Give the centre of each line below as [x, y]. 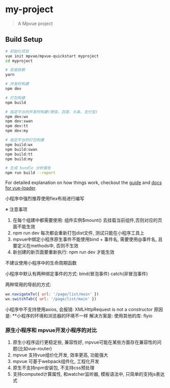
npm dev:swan [19, 121]
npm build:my [19, 159]
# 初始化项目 [17, 51]
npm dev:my [17, 131]
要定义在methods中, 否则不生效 [46, 246]
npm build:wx [19, 145]
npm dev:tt [17, 126]
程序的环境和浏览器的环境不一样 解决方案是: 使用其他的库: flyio [87, 316]
